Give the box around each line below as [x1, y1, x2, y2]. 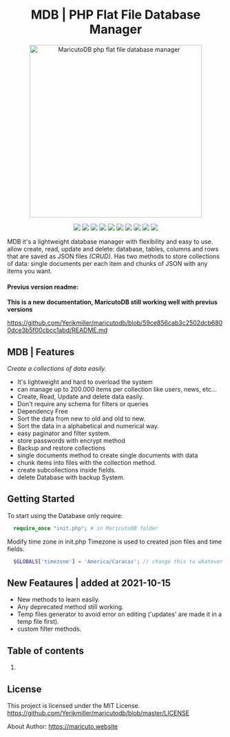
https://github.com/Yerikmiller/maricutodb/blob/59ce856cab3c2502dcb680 [7, 318, 223, 327]
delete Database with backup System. [17, 473, 125, 481]
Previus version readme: [7, 283, 79, 291]
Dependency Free [17, 407, 68, 415]
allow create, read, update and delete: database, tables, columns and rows [7, 245, 219, 253]
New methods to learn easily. [17, 595, 100, 604]
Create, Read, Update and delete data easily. [17, 392, 145, 401]
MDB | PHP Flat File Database [30, 7, 201, 23]
